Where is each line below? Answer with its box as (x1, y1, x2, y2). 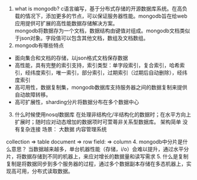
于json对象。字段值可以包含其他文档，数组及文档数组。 (14, 35, 149, 41)
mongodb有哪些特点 (14, 42, 64, 49)
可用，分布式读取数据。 (16, 168, 74, 175)
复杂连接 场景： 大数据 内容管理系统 (19, 126, 107, 132)
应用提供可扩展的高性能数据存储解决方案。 (14, 20, 118, 26)
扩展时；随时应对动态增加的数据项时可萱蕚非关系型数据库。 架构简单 (14, 118, 181, 125)
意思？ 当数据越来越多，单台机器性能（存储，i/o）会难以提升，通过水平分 (11, 146, 189, 152)
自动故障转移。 (14, 91, 51, 98)
